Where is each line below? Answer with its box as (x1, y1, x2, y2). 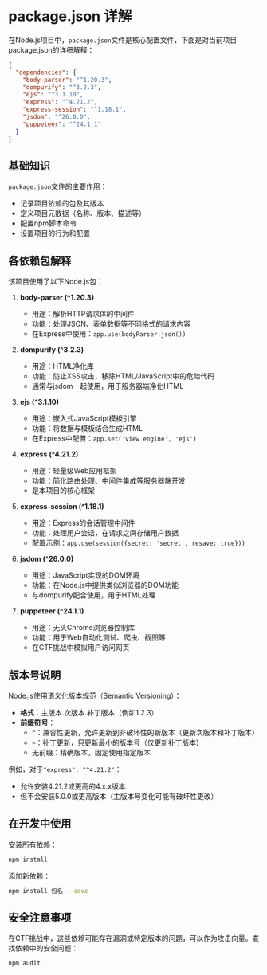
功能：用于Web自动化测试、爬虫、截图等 (31, 632, 166, 642)
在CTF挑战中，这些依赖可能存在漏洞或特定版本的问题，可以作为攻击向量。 (8, 934, 253, 943)
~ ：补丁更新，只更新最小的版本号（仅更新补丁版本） (31, 738, 203, 747)
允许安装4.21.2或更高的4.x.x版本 (19, 781, 126, 791)
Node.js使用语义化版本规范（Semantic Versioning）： (8, 691, 182, 700)
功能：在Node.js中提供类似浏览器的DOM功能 (31, 581, 179, 590)
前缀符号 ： (19, 718, 56, 727)
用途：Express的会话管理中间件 (31, 519, 135, 528)
